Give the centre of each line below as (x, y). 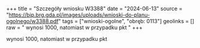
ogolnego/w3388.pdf (32, 21)
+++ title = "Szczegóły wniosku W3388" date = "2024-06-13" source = (94, 9)
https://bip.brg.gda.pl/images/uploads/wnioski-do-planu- (79, 15)
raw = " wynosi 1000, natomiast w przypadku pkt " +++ (74, 27)
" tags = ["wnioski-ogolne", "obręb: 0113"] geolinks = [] (126, 21)
